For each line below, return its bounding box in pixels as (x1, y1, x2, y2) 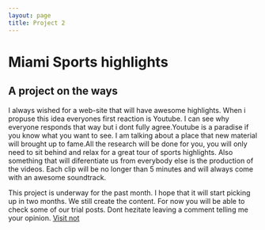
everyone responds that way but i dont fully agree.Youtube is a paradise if (8, 122, 249, 131)
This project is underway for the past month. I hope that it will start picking (8, 187, 251, 198)
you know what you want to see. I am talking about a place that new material (8, 130, 258, 140)
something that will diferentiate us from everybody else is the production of (8, 156, 254, 165)
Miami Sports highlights (8, 53, 168, 71)
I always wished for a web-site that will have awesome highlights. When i (8, 105, 246, 115)
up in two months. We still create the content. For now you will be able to (8, 196, 245, 205)
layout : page (8, 11, 51, 20)
